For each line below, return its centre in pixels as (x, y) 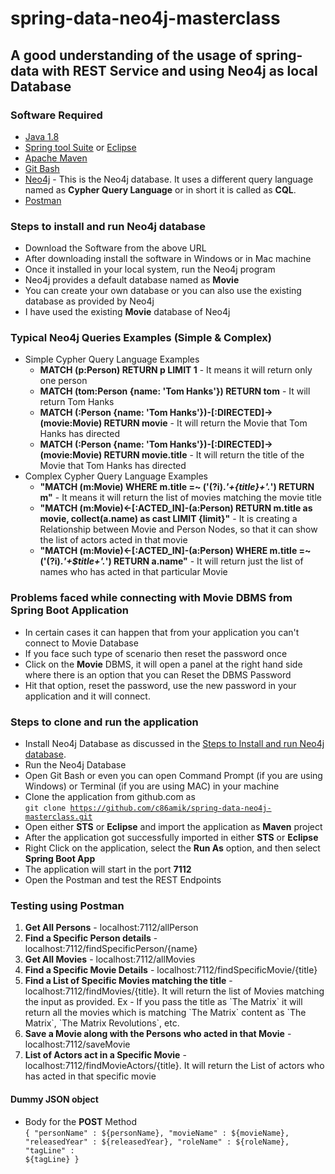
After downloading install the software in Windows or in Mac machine (168, 259)
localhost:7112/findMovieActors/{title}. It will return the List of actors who (174, 1066)
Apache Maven (56, 158)
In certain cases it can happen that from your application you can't (162, 632)
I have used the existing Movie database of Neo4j (127, 312)
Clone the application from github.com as (110, 797)
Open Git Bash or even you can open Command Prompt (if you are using (173, 776)
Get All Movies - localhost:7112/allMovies (110, 959)
